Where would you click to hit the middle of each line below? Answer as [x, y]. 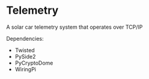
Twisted [25, 50]
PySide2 [25, 56]
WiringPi [25, 69]
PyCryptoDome [34, 63]
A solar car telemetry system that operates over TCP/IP [74, 27]
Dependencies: [25, 38]
